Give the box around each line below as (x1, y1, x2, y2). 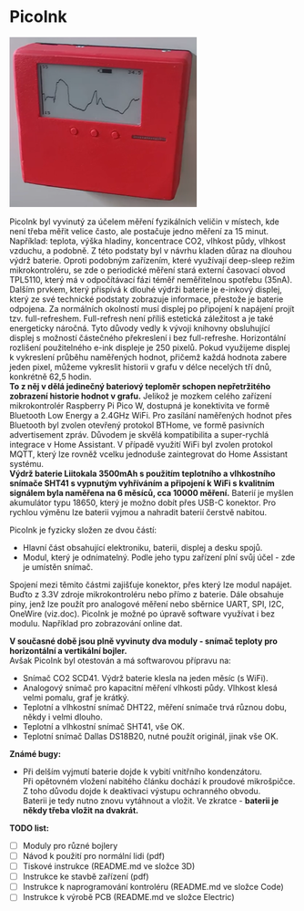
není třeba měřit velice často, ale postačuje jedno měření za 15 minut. (9, 225, 269, 236)
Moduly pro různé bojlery (22, 840, 118, 851)
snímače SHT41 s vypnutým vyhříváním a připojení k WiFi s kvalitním (9, 477, 275, 489)
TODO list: (9, 823, 50, 833)
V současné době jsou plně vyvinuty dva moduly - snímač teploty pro (9, 636, 278, 647)
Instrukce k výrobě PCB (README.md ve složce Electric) (22, 892, 235, 903)
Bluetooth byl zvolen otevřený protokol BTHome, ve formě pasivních (9, 419, 266, 430)
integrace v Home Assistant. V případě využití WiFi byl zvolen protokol (9, 439, 273, 450)
